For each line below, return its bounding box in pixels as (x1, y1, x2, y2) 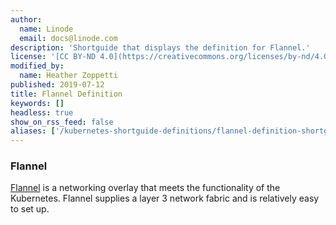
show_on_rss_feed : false (10, 117, 114, 127)
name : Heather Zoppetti (19, 71, 118, 81)
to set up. (10, 203, 50, 215)
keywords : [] (10, 98, 65, 108)
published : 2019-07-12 (10, 80, 105, 90)
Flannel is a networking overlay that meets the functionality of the (10, 182, 281, 194)
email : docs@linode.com (19, 33, 118, 43)
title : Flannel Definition (10, 89, 123, 99)
